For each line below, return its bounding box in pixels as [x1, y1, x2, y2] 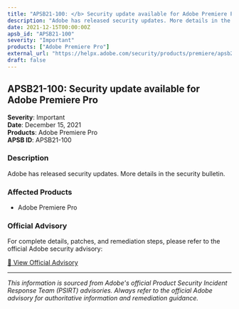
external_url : [7, 50, 50, 58]
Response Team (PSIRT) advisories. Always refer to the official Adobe [7, 286, 213, 295]
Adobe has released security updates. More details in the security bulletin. [7, 169, 225, 178]
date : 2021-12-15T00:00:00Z [7, 23, 91, 31]
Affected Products [7, 187, 73, 197]
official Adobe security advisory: [7, 244, 103, 253]
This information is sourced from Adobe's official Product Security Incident [7, 278, 228, 288]
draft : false [7, 57, 46, 64]
